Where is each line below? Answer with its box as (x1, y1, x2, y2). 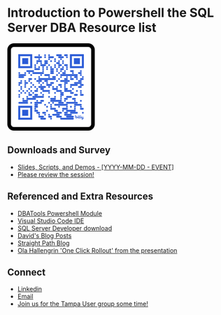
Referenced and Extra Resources (7, 191, 154, 203)
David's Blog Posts (17, 231, 72, 240)
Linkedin (17, 285, 43, 293)
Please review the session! (17, 170, 94, 179)
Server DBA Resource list (7, 20, 157, 36)
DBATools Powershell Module (17, 209, 103, 217)
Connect (7, 266, 46, 278)
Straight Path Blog (17, 239, 70, 247)
